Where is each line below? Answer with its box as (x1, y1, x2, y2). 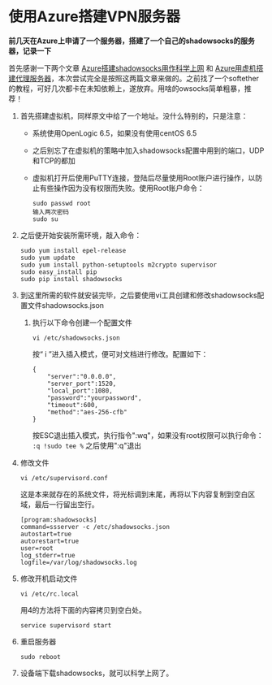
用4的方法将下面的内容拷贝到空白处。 (19, 605, 146, 614)
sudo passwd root (32, 199, 92, 207)
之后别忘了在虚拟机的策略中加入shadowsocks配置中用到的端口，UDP (32, 145, 265, 155)
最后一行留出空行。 (34, 499, 99, 509)
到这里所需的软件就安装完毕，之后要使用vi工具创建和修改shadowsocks (19, 290, 257, 300)
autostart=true (19, 530, 72, 538)
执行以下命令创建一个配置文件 (32, 318, 132, 327)
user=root (19, 544, 54, 553)
